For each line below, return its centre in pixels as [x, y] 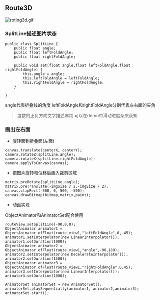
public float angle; [35, 49]
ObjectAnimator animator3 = [34, 263]
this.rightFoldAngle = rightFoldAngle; [64, 83]
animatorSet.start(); [27, 293]
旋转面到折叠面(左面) [33, 141]
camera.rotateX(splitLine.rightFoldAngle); [50, 159]
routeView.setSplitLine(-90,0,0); [40, 225]
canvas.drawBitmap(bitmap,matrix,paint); [48, 195]
